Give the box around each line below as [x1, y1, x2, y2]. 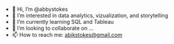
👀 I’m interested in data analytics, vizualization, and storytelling [11, 12, 169, 19]
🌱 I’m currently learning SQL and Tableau [11, 18, 114, 25]
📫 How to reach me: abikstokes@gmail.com [11, 32, 122, 38]
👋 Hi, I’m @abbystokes [11, 6, 68, 12]
